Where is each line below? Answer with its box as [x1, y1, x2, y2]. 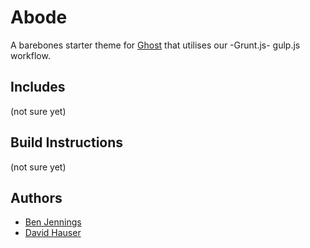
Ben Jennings [24, 216, 82, 228]
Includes [10, 79, 66, 96]
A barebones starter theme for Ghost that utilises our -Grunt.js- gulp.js [10, 39, 301, 51]
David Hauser [24, 227, 82, 239]
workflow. [10, 49, 51, 61]
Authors [10, 189, 63, 206]
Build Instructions [10, 134, 124, 151]
